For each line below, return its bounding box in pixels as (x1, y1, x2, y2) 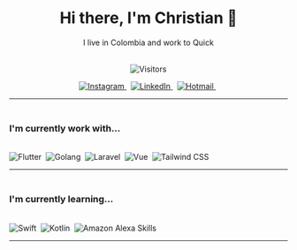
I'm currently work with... (9, 122, 121, 134)
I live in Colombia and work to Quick (82, 37, 215, 48)
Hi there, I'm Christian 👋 (59, 8, 238, 28)
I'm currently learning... (9, 193, 114, 206)
